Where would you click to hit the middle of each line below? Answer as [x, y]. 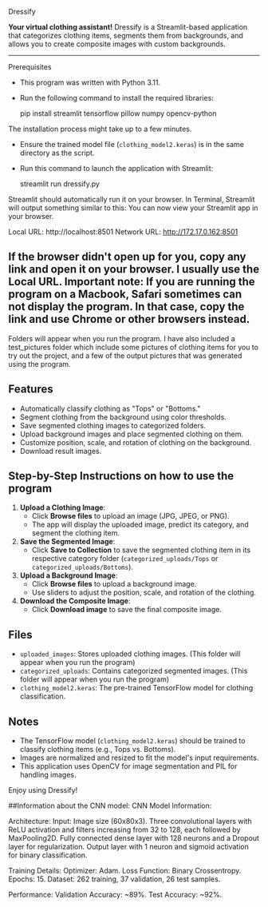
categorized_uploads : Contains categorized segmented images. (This [134, 671]
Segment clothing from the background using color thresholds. [123, 417]
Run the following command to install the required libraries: [116, 98]
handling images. [48, 775]
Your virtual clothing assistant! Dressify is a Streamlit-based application [128, 27]
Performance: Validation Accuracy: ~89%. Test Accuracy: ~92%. [115, 895]
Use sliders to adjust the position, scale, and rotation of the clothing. [144, 593]
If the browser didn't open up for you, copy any [127, 257]
